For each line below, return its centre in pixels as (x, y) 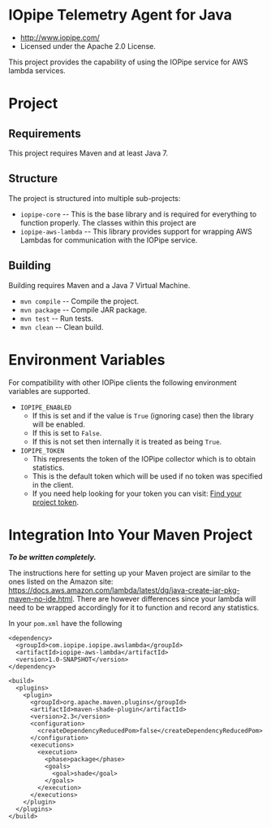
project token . (56, 502)
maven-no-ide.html (41, 599)
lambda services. (37, 70)
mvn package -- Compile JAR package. (84, 309)
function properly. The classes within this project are (108, 222)
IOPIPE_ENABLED (46, 407)
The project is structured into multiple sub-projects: (95, 198)
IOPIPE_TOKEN (42, 451)
